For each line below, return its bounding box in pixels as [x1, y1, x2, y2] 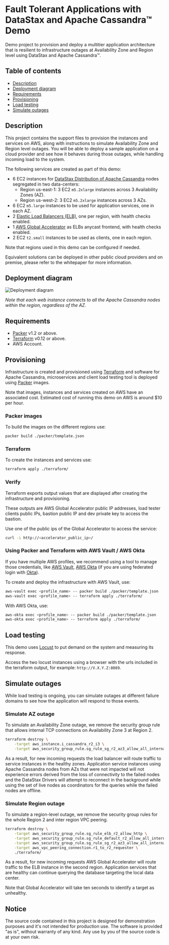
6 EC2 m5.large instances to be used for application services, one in [12, 202, 154, 208]
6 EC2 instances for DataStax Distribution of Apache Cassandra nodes [12, 176, 159, 182]
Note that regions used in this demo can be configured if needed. [5, 244, 141, 250]
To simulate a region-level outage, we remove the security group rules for [5, 811, 158, 818]
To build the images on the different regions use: [5, 424, 106, 430]
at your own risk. [5, 934, 40, 940]
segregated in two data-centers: [12, 181, 79, 187]
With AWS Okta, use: [5, 603, 49, 609]
